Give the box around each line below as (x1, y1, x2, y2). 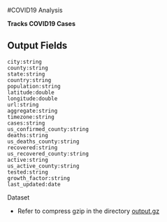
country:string (7, 76, 52, 83)
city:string (7, 58, 42, 65)
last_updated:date (7, 181, 61, 188)
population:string (7, 83, 61, 90)
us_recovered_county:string (7, 150, 89, 157)
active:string (7, 156, 49, 163)
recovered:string (7, 144, 58, 151)
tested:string (7, 168, 49, 176)
